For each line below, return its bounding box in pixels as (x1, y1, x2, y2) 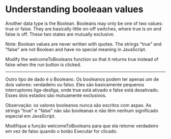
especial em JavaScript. (5, 113, 56, 119)
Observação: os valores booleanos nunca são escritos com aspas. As (5, 102, 152, 108)
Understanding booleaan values (5, 4, 144, 15)
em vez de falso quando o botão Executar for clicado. (5, 128, 118, 134)
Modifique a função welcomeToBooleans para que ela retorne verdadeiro (5, 123, 159, 129)
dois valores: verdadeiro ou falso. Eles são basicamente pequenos (5, 81, 145, 87)
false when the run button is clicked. (5, 61, 81, 67)
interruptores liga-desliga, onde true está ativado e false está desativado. (5, 87, 159, 93)
